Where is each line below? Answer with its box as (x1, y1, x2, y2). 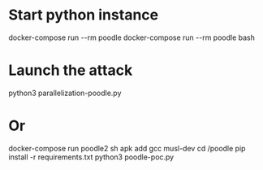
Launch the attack (8, 61, 133, 80)
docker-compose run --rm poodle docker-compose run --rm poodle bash (8, 33, 256, 42)
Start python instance (8, 6, 159, 24)
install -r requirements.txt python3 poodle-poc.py (8, 152, 175, 162)
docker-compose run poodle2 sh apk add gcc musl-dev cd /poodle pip (8, 143, 246, 153)
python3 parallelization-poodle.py (8, 88, 122, 98)
